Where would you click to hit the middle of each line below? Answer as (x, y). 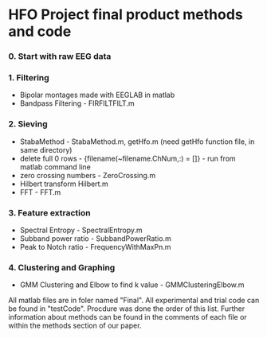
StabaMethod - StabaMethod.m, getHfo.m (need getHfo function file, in (137, 142)
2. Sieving (28, 124)
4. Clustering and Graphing (62, 267)
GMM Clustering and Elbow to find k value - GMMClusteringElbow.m (132, 285)
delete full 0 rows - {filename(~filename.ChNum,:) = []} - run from (128, 158)
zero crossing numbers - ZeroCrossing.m (88, 175)
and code (40, 31)
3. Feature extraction (49, 212)
